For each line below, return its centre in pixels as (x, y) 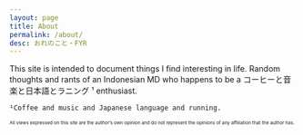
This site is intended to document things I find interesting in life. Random (145, 69)
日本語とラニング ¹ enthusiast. (81, 91)
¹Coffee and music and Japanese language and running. (116, 108)
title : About (34, 26)
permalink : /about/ (46, 34)
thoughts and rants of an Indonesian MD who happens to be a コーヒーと (146, 80)
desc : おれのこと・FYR (48, 43)
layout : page (34, 18)
